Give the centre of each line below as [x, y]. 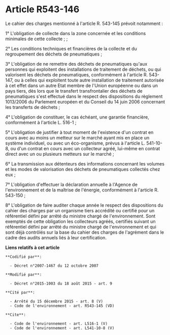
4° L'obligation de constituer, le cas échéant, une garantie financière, [77, 117]
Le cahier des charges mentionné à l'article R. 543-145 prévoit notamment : [84, 23]
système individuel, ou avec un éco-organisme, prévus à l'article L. [75, 143]
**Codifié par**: [24, 257]
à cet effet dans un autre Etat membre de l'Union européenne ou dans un [82, 86]
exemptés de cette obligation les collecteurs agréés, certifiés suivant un [80, 221]
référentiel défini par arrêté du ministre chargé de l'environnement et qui [81, 227]
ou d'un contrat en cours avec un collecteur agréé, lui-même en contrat [85, 148]
